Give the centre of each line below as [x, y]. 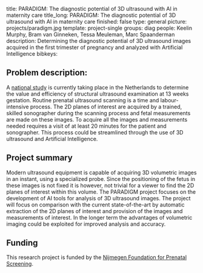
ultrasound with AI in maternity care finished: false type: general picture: [97, 21]
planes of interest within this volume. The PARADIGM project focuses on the [101, 192]
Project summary [39, 158]
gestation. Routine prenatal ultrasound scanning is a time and [83, 100]
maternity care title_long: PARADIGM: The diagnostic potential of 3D [91, 15]
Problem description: [47, 73]
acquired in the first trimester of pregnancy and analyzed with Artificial [95, 47]
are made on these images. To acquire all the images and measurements [97, 119]
